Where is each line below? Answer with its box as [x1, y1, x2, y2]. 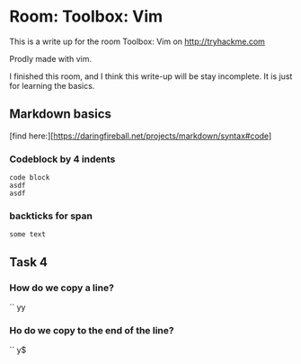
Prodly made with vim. [9, 53, 93, 64]
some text [9, 230, 47, 239]
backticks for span [9, 209, 93, 222]
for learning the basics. [9, 80, 95, 91]
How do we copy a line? [9, 281, 115, 294]
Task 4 [9, 254, 48, 270]
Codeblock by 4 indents [9, 153, 116, 165]
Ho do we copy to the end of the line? [9, 324, 174, 336]
